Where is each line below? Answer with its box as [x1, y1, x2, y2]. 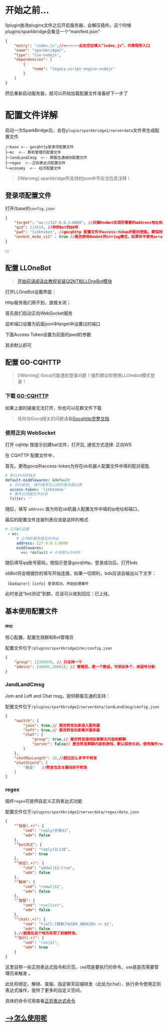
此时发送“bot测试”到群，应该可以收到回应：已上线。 [5, 591, 112, 597]
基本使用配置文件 [5, 607, 58, 615]
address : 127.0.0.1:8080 [16, 541, 68, 546]
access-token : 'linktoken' [9, 487, 66, 492]
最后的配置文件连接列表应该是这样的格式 [5, 517, 88, 523]
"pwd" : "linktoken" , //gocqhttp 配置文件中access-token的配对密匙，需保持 [14, 229, 163, 235]
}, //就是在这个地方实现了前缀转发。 [14, 931, 79, 936]
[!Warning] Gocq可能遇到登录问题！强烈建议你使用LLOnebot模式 [17, 372, 151, 378]
